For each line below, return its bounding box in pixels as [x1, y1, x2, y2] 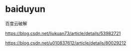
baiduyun [5, 3, 46, 15]
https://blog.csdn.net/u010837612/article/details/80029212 [5, 40, 127, 46]
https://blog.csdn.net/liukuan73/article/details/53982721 [5, 30, 121, 36]
